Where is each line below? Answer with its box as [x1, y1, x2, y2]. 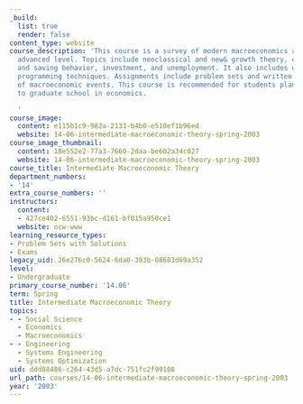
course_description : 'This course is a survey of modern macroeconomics [9, 47, 289, 56]
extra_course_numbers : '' [9, 188, 106, 198]
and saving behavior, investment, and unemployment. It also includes [17, 64, 289, 73]
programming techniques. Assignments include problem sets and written [17, 72, 293, 81]
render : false [17, 30, 70, 39]
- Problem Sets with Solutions [9, 239, 127, 248]
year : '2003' [9, 381, 59, 390]
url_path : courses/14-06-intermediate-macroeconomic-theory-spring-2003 [9, 373, 289, 382]
